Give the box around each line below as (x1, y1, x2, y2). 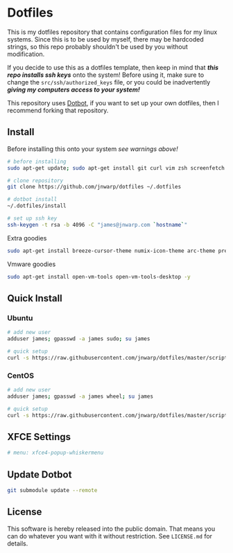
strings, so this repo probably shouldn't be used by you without (7, 42, 189, 51)
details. (7, 539, 28, 547)
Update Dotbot (7, 468, 72, 480)
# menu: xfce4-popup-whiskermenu (7, 449, 104, 457)
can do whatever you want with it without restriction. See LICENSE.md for (7, 532, 213, 540)
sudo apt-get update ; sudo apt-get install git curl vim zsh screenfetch (7, 164, 225, 171)
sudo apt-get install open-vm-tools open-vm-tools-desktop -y (7, 273, 191, 280)
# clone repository (7, 177, 64, 184)
